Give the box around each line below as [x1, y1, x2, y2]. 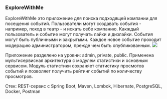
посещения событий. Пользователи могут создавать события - [5, 20, 141, 26]
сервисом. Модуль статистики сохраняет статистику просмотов [5, 63, 144, 69]
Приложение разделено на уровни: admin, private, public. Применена [5, 52, 154, 58]
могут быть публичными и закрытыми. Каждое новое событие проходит [5, 36, 161, 42]
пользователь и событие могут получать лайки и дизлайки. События [5, 31, 153, 37]
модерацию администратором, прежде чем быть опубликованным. [5, 42, 151, 48]
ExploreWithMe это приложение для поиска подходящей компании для [5, 15, 157, 21]
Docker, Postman [5, 88, 41, 94]
